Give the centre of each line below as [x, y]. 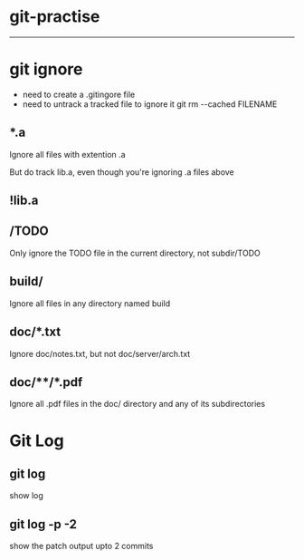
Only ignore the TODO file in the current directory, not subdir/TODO [135, 253]
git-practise [55, 17]
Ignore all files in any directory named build [90, 303]
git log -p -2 [43, 524]
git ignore [46, 69]
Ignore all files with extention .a [67, 154]
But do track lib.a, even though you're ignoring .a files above [122, 172]
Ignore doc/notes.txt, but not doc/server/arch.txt [100, 353]
